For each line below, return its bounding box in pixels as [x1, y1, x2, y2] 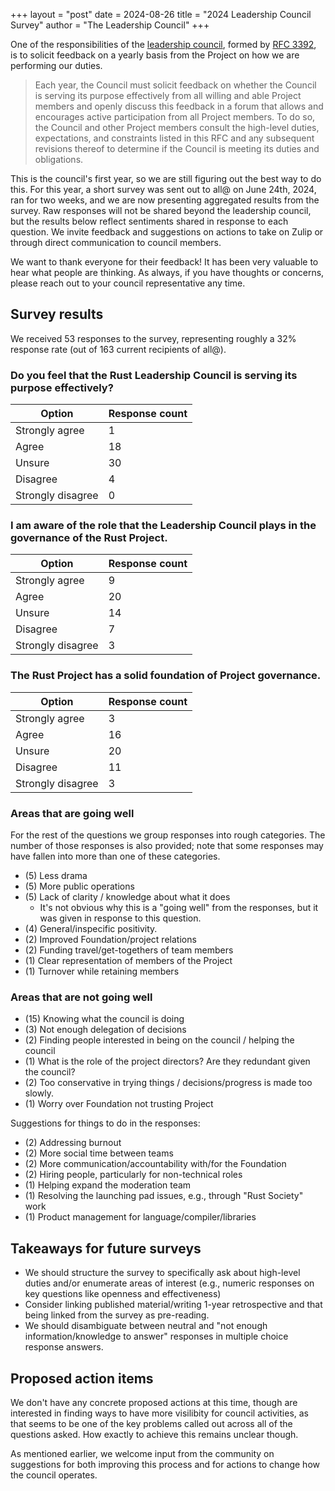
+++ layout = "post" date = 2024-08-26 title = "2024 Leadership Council [10, 9, 312, 20]
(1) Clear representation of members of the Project [24, 955, 233, 966]
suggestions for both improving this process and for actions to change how [10, 1458, 320, 1470]
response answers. [24, 1341, 104, 1353]
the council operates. [10, 1469, 98, 1481]
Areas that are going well [10, 806, 135, 820]
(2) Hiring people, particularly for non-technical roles [24, 1169, 243, 1181]
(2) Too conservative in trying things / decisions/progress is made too [24, 1077, 313, 1089]
